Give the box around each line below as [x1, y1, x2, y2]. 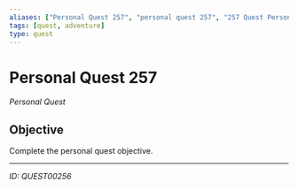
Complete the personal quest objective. [9, 146, 153, 156]
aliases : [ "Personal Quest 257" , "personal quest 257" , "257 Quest [9, 12, 264, 22]
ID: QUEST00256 [9, 171, 72, 182]
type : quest [9, 29, 53, 38]
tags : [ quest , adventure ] [9, 21, 105, 30]
